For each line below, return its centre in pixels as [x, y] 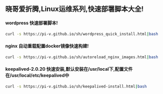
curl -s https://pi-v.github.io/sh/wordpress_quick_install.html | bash [82, 34]
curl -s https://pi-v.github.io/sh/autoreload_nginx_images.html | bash [82, 57]
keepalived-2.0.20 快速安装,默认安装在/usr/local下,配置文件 [69, 69]
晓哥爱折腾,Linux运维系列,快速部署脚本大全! [75, 9]
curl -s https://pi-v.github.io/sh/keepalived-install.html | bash [76, 86]
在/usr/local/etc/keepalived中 [37, 75]
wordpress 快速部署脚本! [32, 23]
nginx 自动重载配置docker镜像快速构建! [47, 46]
